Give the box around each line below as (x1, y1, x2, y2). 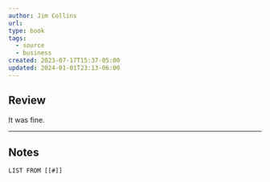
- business (15, 49, 52, 57)
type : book (8, 26, 45, 34)
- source (15, 42, 45, 50)
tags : (8, 34, 27, 42)
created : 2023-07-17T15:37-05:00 (8, 57, 121, 65)
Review (8, 94, 47, 107)
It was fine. (8, 115, 46, 124)
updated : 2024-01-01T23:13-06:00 (8, 64, 121, 72)
